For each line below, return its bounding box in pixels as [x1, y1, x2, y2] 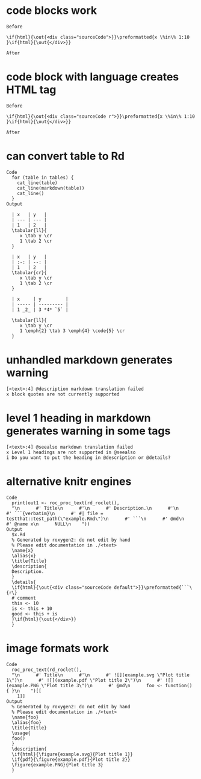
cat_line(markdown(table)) [17, 185, 85, 191]
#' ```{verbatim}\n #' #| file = [6, 510, 104, 516]
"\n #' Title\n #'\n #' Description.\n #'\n [11, 505, 179, 511]
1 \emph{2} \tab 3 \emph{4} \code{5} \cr [19, 327, 125, 334]
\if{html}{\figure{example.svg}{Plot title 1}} [11, 751, 134, 757]
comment [17, 595, 36, 601]
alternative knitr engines [6, 475, 132, 488]
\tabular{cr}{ [11, 269, 47, 275]
